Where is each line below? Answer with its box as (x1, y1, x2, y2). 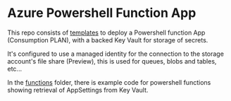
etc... (7, 64, 23, 73)
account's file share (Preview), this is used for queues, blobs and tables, (7, 57, 217, 65)
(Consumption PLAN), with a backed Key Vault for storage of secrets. (7, 35, 208, 44)
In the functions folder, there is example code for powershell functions (7, 78, 211, 86)
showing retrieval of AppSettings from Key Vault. (7, 85, 149, 94)
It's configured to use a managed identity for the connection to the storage (7, 49, 224, 58)
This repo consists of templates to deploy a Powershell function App (7, 28, 206, 37)
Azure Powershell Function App (7, 5, 196, 21)
